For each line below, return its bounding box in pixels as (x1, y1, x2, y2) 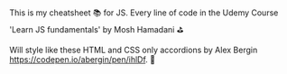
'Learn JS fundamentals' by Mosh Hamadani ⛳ (9, 24, 184, 34)
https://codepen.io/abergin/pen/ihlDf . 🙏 (9, 54, 156, 65)
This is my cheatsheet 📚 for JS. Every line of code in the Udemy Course (9, 7, 279, 18)
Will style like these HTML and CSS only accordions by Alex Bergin (9, 44, 258, 55)
